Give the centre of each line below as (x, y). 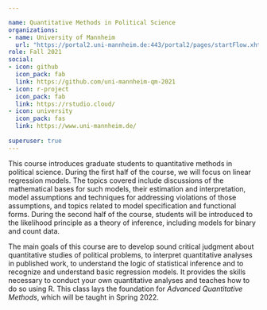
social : (21, 60)
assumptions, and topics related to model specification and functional (122, 205)
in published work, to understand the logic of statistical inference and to (126, 263)
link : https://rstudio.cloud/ (65, 104)
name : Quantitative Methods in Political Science (92, 22)
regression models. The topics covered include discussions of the (116, 180)
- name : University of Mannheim (62, 37)
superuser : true (35, 141)
